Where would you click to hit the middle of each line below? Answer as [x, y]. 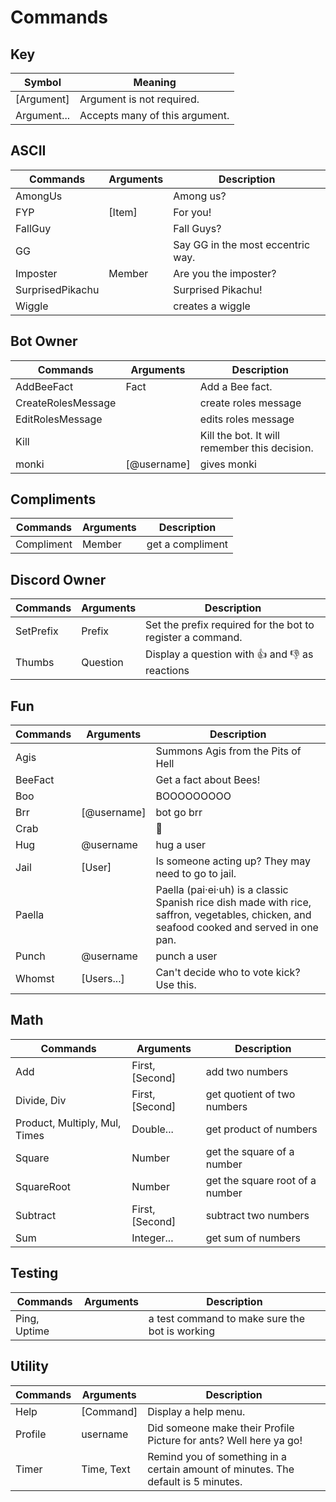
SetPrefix [37, 631]
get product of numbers [261, 1129]
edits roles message [247, 419]
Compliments [53, 499]
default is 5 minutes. [195, 1481]
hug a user [180, 845]
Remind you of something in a [217, 1456]
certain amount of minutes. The [221, 1469]
